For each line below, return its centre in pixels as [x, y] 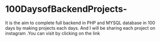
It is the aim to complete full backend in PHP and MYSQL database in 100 [80, 23]
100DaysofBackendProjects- [66, 9]
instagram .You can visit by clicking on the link [53, 33]
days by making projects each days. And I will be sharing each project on [80, 28]
